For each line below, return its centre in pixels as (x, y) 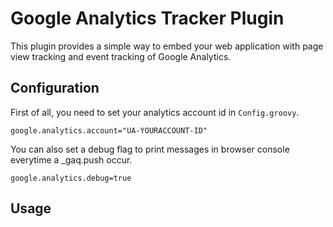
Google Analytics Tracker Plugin (147, 18)
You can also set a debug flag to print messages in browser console (150, 149)
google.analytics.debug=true (71, 178)
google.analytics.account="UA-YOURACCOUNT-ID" (109, 130)
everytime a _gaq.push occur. (71, 159)
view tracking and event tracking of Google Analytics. (121, 56)
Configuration (55, 88)
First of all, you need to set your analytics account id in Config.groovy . (155, 112)
